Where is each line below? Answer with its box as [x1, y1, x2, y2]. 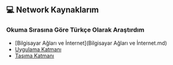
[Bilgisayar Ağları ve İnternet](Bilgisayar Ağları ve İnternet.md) [14, 39, 167, 47]
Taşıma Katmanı [14, 52, 55, 59]
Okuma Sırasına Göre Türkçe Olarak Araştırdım [6, 26, 145, 34]
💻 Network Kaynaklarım [6, 5, 100, 15]
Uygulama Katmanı [14, 45, 61, 52]
